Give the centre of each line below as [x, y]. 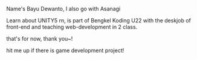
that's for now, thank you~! [40, 38]
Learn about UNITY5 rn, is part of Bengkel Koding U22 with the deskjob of [99, 20]
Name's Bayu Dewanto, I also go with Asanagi [63, 9]
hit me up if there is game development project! [65, 50]
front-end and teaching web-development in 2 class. [72, 27]
